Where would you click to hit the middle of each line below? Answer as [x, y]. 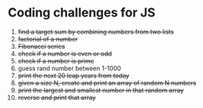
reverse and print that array [57, 97]
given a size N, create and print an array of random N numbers [107, 83]
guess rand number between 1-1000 [69, 68]
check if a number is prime [56, 61]
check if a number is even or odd [65, 54]
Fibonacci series [41, 46]
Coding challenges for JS [82, 13]
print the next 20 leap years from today [74, 75]
